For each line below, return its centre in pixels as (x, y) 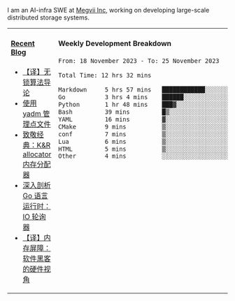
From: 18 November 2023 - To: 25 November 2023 (139, 61)
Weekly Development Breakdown (115, 43)
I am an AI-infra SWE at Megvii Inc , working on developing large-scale (108, 10)
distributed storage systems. (48, 17)
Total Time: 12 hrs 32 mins (105, 75)
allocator (37, 154)
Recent (23, 43)
